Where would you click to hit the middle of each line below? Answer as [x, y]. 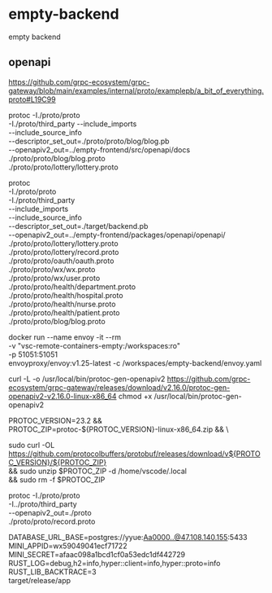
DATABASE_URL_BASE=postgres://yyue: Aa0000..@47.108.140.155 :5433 [128, 537]
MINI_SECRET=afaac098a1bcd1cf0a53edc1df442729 [97, 554]
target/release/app [40, 580]
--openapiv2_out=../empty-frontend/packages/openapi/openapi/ [117, 235]
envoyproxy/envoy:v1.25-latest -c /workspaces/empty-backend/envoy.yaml [135, 362]
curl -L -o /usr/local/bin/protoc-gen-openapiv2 [87, 379]
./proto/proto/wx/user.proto [54, 278]
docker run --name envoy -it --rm [65, 337]
